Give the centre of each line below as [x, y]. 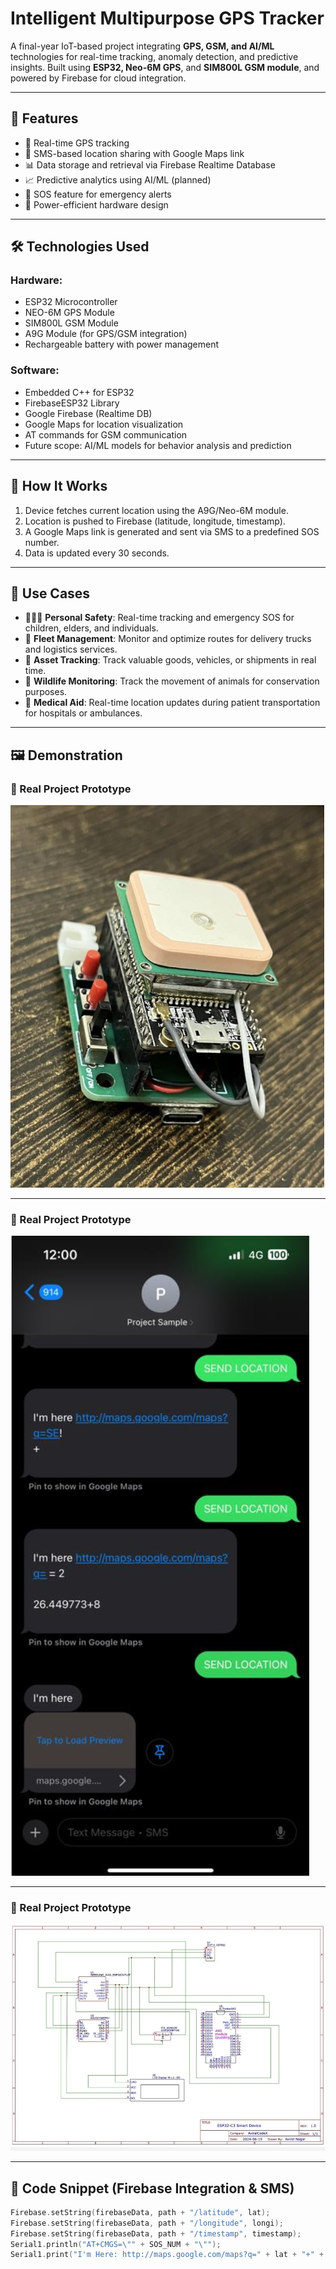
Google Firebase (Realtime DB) [88, 413]
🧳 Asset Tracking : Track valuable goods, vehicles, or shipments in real [170, 660]
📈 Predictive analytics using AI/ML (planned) [118, 179]
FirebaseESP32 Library [72, 403]
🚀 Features [44, 118]
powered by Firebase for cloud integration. [98, 78]
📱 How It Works [59, 486]
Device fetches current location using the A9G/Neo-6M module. [156, 510]
